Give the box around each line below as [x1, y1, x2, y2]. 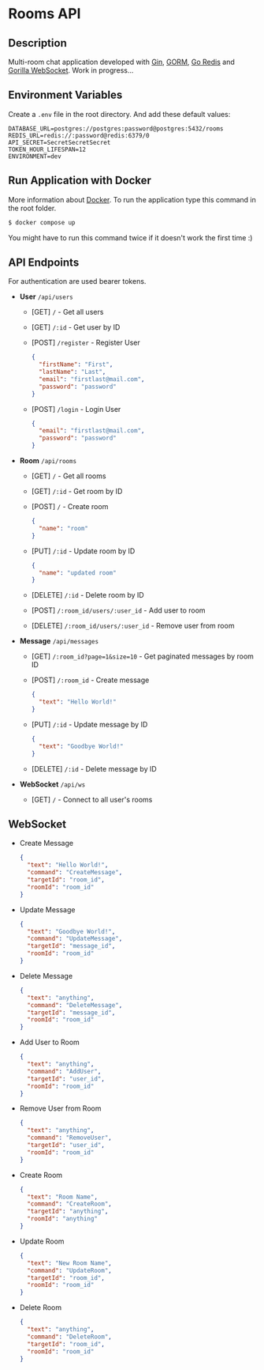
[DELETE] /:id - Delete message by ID [31, 764, 158, 773]
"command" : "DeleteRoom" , [27, 1333, 112, 1341]
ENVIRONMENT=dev [8, 152, 61, 160]
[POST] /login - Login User [31, 404, 121, 413]
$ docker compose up [8, 218, 76, 226]
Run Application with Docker [8, 174, 152, 187]
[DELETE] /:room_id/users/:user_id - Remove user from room [31, 621, 235, 631]
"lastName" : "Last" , [38, 368, 106, 376]
